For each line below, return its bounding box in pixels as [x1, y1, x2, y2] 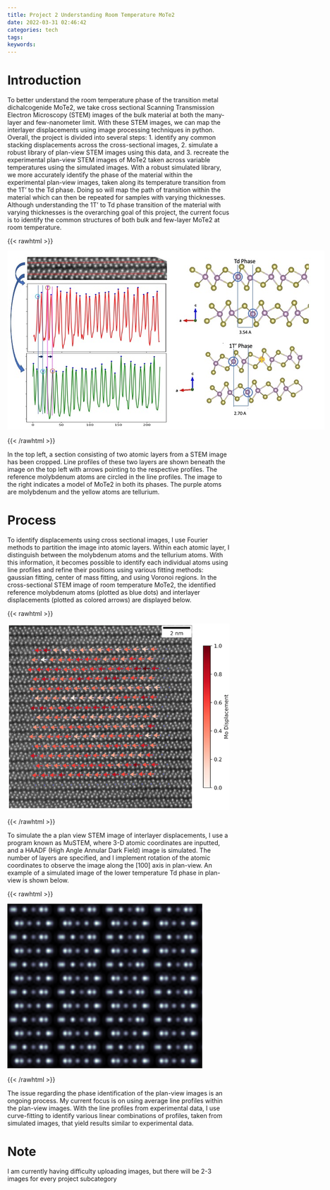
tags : [7, 34, 23, 41]
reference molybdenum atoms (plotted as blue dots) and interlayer [7, 588, 201, 596]
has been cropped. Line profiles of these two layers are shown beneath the [7, 458, 226, 466]
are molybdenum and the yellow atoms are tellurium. [7, 487, 160, 497]
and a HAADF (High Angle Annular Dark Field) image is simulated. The [7, 846, 212, 855]
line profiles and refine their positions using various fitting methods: [7, 566, 204, 574]
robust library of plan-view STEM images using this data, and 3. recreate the [7, 148, 229, 157]
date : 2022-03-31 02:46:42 [7, 18, 87, 26]
